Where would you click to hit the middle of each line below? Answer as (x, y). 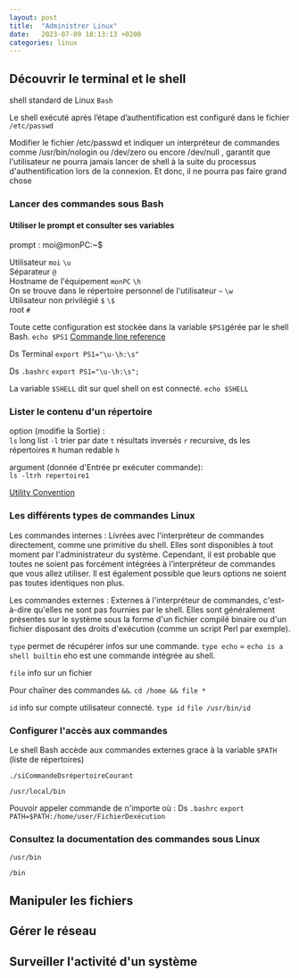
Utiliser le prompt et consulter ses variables (92, 225)
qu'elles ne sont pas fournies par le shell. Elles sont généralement (154, 610)
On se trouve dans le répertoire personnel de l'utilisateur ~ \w (121, 291)
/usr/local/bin (37, 792)
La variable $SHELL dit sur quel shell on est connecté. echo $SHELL (129, 389)
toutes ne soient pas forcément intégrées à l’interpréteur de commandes (142, 563)
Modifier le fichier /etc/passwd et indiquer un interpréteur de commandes (145, 143)
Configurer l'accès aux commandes (88, 730)
